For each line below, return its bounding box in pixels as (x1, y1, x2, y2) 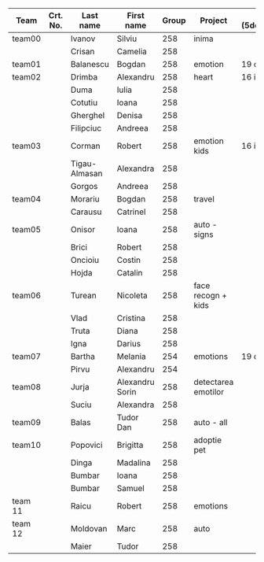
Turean (70, 290, 97, 301)
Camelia (116, 46, 148, 57)
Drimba (70, 72, 98, 82)
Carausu (70, 206, 102, 217)
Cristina (116, 312, 146, 324)
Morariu (70, 194, 100, 204)
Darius (116, 338, 141, 349)
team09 (12, 417, 42, 427)
